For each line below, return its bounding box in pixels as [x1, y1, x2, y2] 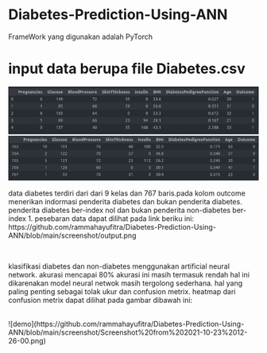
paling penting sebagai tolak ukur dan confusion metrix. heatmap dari [8, 287, 236, 297]
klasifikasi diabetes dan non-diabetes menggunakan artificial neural [8, 262, 230, 271]
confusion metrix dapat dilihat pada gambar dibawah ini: [8, 296, 193, 305]
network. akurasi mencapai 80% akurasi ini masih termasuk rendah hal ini [8, 270, 250, 280]
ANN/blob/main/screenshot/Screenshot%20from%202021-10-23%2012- [8, 328, 248, 337]
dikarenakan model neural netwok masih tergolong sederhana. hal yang [8, 278, 243, 288]
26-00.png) [8, 336, 46, 346]
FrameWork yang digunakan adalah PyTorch [8, 32, 153, 41]
